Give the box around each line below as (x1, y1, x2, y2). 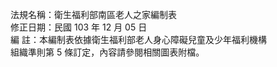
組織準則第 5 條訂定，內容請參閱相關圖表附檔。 (10, 46, 205, 58)
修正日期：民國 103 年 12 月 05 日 (10, 21, 148, 33)
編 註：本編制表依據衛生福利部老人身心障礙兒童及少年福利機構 (10, 34, 267, 45)
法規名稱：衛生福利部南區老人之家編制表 (10, 9, 177, 20)
